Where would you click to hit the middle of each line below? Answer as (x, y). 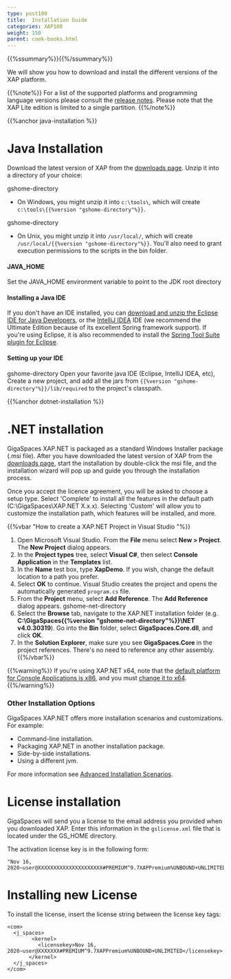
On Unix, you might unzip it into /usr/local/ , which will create (105, 236)
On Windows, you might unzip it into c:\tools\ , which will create (109, 202)
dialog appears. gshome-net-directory (71, 606)
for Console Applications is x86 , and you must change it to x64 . (97, 678)
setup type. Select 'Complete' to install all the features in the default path (111, 498)
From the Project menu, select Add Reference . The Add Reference (112, 598)
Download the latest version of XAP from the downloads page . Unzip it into (113, 168)
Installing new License (72, 895)
